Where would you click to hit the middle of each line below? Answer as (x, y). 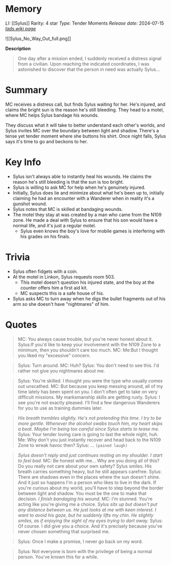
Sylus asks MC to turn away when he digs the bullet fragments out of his (89, 299)
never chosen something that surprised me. (64, 531)
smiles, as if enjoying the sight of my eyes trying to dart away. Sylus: (90, 520)
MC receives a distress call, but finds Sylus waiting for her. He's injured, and (86, 104)
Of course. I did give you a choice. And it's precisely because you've (90, 526)
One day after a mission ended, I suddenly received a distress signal (90, 58)
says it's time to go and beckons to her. (47, 141)
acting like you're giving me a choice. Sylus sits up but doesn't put (88, 504)
